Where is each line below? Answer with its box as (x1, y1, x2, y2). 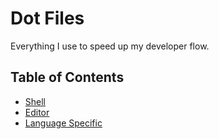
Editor (24, 106, 50, 118)
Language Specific (24, 117, 103, 129)
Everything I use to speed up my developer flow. (10, 40, 210, 52)
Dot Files (10, 7, 85, 30)
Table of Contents (10, 69, 125, 86)
